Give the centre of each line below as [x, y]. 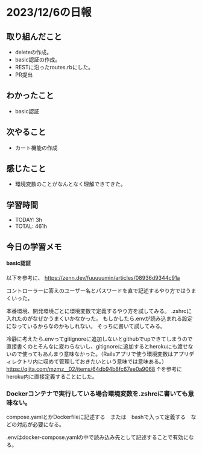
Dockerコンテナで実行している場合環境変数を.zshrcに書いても [97, 394]
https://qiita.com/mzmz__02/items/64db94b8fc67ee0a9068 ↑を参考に [94, 369]
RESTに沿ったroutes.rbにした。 [54, 67]
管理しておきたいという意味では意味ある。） [113, 361]
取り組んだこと [34, 36]
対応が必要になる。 [40, 424]
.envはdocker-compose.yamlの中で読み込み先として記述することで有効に [97, 437]
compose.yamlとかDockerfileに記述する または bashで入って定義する [96, 417]
